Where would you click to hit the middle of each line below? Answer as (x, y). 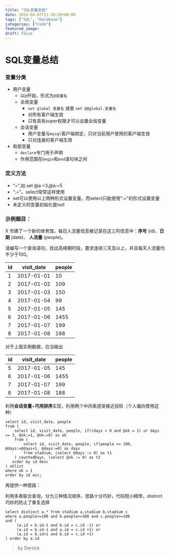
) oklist (14, 466)
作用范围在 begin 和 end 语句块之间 (54, 159)
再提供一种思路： (23, 485)
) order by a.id (22, 539)
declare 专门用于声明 (41, 153)
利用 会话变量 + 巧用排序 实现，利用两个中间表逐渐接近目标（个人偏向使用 (80, 406)
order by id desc (30, 462)
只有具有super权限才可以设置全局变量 (67, 121)
